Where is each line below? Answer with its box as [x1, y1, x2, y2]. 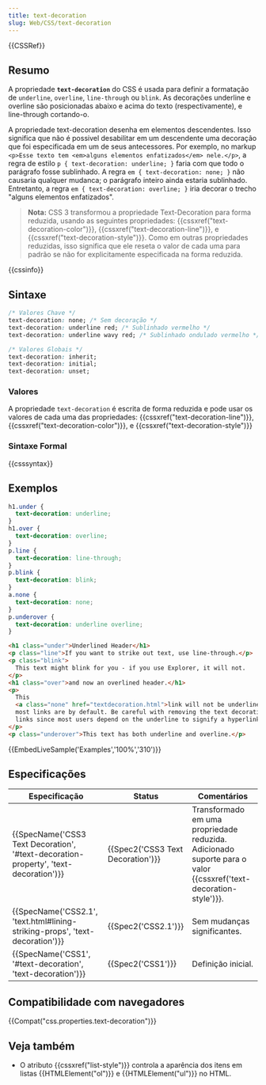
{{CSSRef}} [8, 40, 46, 50]
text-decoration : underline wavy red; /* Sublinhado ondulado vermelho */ [8, 331, 260, 339]
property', [12, 859, 50, 870]
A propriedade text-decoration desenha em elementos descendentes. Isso [8, 125, 252, 135]
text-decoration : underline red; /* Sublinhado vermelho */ [8, 324, 211, 332]
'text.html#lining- [12, 916, 78, 927]
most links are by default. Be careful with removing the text [15, 708, 228, 716]
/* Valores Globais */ [8, 345, 83, 353]
